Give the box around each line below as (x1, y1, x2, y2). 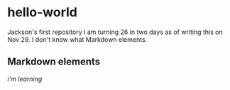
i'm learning (7, 74, 43, 83)
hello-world (7, 4, 78, 21)
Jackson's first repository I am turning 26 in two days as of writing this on (7, 28, 223, 36)
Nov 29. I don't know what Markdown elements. (7, 35, 148, 43)
